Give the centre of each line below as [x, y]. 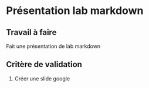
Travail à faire [31, 32]
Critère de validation [44, 64]
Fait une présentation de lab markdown [53, 46]
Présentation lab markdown [75, 11]
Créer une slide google [42, 78]
